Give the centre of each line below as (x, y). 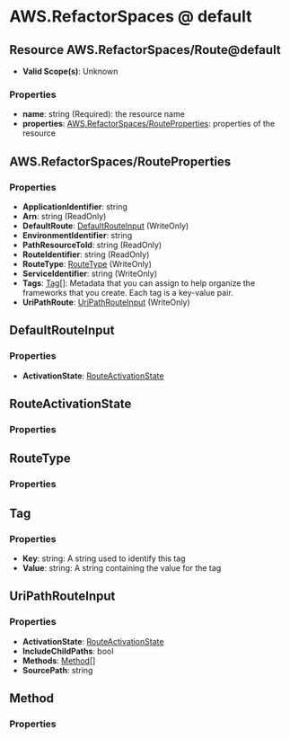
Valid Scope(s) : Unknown (70, 71)
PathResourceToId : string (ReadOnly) (92, 245)
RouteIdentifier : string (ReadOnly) (86, 254)
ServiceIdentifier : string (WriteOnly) (90, 273)
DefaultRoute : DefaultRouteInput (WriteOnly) (105, 226)
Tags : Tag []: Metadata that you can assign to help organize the (139, 283)
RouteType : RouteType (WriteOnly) (87, 263)
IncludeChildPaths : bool (68, 651)
